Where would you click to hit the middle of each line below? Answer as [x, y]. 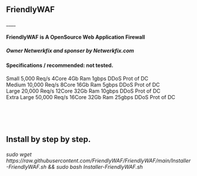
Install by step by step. [49, 139]
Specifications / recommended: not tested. [60, 65]
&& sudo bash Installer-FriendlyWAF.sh [95, 167]
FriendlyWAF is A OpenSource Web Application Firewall [76, 37]
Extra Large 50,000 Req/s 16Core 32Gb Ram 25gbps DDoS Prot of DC [91, 97]
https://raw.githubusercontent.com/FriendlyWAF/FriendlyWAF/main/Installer [98, 160]
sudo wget [19, 154]
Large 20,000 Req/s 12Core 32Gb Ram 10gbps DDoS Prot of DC [83, 91]
